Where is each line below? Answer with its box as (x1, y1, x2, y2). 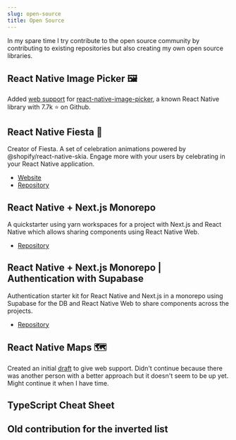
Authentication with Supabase (7, 273, 144, 285)
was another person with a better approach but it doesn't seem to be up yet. (7, 371, 229, 380)
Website (17, 174, 42, 182)
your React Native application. (7, 160, 95, 168)
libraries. (7, 51, 33, 60)
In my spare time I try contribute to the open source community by (7, 36, 200, 44)
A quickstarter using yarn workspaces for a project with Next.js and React (7, 220, 222, 228)
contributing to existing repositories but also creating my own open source (7, 44, 224, 52)
